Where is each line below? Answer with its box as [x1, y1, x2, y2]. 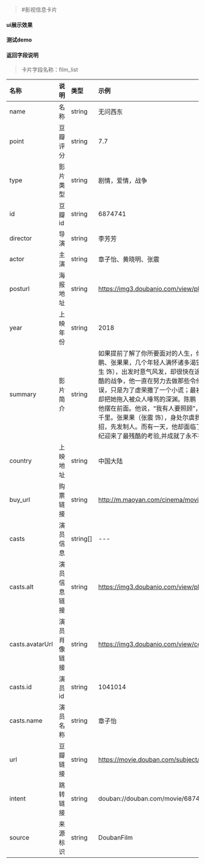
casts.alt [9, 583, 34, 591]
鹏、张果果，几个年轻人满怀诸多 [98, 358, 190, 367]
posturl [9, 284, 30, 293]
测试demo [6, 36, 32, 43]
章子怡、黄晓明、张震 [98, 255, 160, 264]
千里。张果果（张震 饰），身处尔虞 [98, 413, 195, 422]
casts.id [9, 683, 32, 692]
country [9, 457, 32, 465]
